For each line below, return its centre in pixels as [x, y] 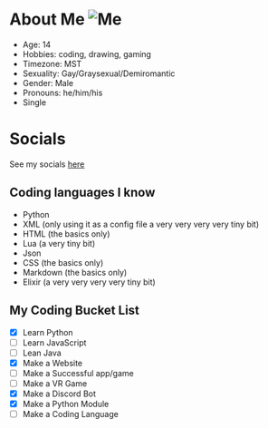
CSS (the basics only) [63, 262]
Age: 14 [37, 44]
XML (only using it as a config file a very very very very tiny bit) [141, 224]
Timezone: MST [52, 63]
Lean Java [42, 353]
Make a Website [53, 363]
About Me [47, 19]
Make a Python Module [66, 404]
